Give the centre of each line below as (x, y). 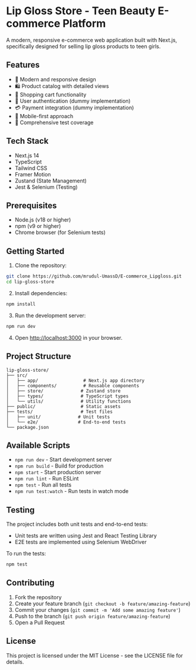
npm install (21, 304)
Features (23, 65)
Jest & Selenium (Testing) (46, 187)
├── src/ (17, 375)
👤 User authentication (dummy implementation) (72, 101)
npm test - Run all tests (43, 485)
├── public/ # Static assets (63, 406)
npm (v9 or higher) (38, 226)
